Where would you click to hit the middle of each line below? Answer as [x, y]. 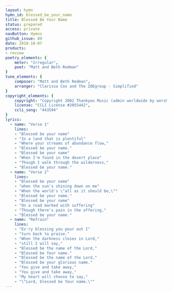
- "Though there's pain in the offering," [60, 210]
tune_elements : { [24, 77]
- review [15, 53]
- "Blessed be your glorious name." [54, 263]
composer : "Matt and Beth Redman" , [52, 81]
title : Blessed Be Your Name [36, 19]
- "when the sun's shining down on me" [57, 186]
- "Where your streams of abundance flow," [62, 143]
